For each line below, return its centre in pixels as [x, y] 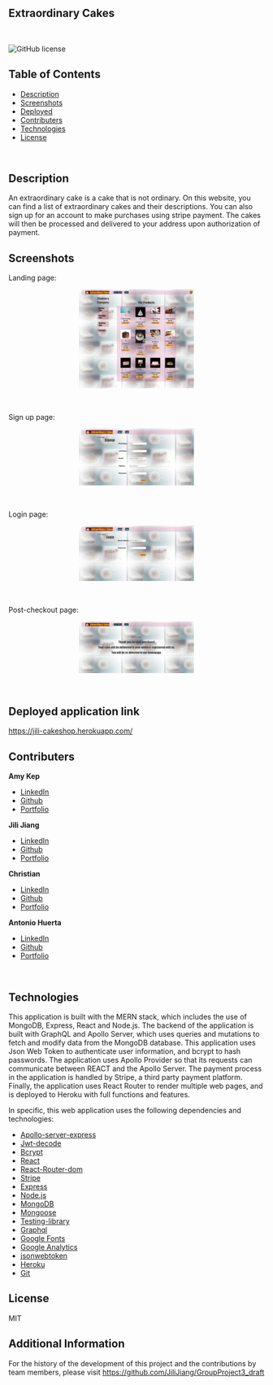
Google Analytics [49, 1247]
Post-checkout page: [43, 610]
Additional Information [67, 1344]
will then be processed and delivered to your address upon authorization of [134, 224]
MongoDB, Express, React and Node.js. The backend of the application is [131, 1025]
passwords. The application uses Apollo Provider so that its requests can [130, 1060]
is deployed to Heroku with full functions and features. [100, 1094]
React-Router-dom [51, 1169]
